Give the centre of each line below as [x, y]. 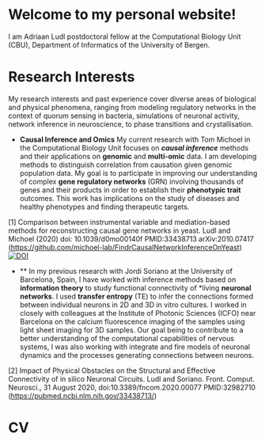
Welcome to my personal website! [122, 15]
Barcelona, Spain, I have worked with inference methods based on [128, 279]
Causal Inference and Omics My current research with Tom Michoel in [135, 139]
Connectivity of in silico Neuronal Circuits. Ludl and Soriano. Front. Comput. [132, 378]
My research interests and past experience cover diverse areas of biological [132, 99]
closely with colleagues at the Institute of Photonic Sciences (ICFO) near [138, 313]
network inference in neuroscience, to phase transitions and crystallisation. [131, 124]
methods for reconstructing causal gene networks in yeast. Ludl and [119, 230]
